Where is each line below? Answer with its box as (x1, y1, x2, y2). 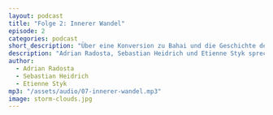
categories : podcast (8, 34, 79, 43)
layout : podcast (8, 11, 63, 20)
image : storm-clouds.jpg (8, 95, 93, 103)
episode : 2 (8, 27, 45, 35)
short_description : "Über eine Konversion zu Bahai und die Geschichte (8, 42, 256, 50)
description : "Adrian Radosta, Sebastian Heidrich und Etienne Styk (8, 49, 245, 57)
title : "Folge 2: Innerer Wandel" (8, 19, 126, 28)
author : (8, 57, 35, 66)
